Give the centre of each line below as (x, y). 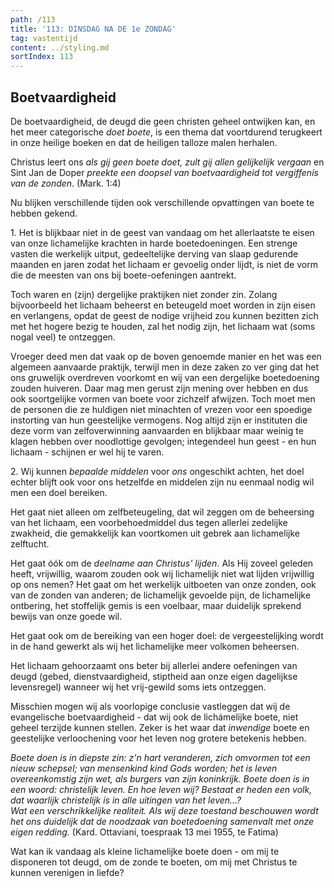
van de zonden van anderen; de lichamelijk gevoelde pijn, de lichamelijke (160, 595)
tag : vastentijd (44, 38)
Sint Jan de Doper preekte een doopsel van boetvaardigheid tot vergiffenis (164, 172)
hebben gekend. (44, 213)
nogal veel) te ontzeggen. (63, 337)
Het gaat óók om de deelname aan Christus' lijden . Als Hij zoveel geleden (162, 563)
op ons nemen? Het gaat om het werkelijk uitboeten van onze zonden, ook (163, 584)
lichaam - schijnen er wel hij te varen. (87, 452)
